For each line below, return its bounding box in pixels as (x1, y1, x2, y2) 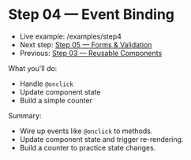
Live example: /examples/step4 (19, 32, 122, 41)
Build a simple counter (19, 95, 93, 105)
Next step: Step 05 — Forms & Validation (19, 39, 152, 49)
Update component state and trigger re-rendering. (19, 134, 184, 143)
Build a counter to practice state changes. (19, 143, 156, 152)
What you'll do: (8, 63, 58, 73)
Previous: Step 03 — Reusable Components (19, 48, 163, 58)
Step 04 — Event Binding (8, 6, 175, 24)
